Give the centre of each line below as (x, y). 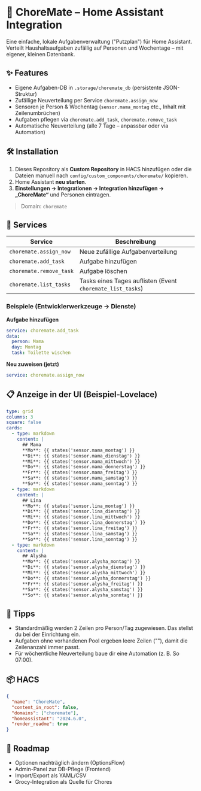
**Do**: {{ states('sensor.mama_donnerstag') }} (84, 467)
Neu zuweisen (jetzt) (33, 364)
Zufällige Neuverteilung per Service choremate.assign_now (86, 100)
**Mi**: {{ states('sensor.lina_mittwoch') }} (81, 517)
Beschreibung (136, 242)
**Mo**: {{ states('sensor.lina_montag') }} (78, 506)
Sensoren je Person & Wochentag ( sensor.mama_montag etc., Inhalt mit (100, 107)
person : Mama (28, 342)
